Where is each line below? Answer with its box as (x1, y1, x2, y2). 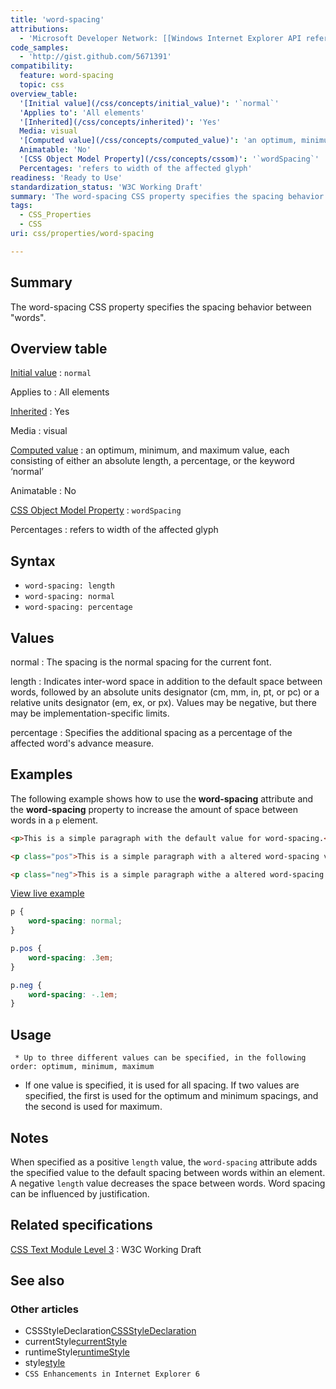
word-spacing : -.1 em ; (28, 989, 118, 1000)
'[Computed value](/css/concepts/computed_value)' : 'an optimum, (19, 136, 298, 146)
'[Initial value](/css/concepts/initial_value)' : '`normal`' (19, 98, 280, 108)
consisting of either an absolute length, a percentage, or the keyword (10, 455, 295, 467)
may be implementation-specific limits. (10, 707, 170, 719)
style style (24, 1357, 66, 1369)
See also (10, 1272, 65, 1290)
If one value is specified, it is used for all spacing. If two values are (24, 1079, 300, 1091)
